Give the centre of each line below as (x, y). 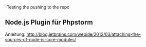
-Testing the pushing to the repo (37, 7)
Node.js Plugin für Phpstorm (49, 22)
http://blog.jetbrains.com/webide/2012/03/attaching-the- (84, 34)
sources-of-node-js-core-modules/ (41, 39)
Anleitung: (15, 34)
